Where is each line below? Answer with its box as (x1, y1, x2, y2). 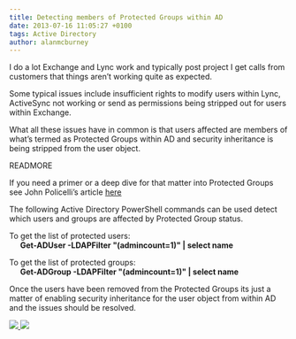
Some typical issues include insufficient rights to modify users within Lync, (9, 89, 281, 99)
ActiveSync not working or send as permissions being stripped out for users (9, 98, 287, 109)
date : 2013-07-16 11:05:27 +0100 (9, 21, 133, 30)
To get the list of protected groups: (9, 258, 136, 268)
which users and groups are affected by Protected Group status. (9, 213, 244, 224)
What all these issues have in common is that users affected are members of (9, 125, 288, 135)
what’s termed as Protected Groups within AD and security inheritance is (9, 134, 274, 144)
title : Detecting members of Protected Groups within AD (9, 12, 224, 22)
